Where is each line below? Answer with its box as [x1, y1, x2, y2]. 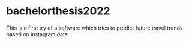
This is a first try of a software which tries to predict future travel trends [6, 24, 183, 31]
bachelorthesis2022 [6, 4, 110, 18]
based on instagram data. [6, 30, 70, 37]
